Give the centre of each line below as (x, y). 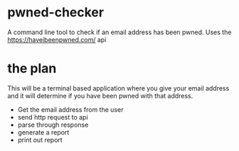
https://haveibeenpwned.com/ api (57, 39)
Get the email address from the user (70, 109)
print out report (40, 140)
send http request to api (53, 117)
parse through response (53, 125)
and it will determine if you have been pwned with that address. (100, 95)
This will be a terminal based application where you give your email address (118, 88)
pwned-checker (56, 12)
